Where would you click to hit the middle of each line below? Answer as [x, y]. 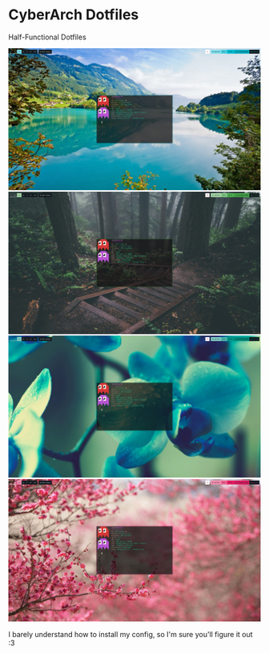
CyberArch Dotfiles [74, 15]
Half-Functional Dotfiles [47, 37]
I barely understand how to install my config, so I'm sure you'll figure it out [131, 634]
